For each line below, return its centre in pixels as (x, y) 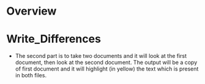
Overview (32, 11)
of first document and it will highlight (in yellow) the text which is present (107, 69)
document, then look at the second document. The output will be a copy (106, 63)
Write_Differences (54, 39)
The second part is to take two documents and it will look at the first (101, 56)
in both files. (31, 75)
